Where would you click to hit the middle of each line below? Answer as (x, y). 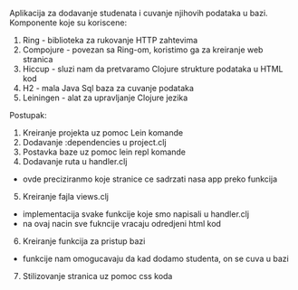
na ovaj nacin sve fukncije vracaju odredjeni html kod (122, 224)
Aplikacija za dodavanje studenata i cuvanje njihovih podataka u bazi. (139, 13)
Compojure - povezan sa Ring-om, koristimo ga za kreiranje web (143, 50)
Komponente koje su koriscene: (68, 23)
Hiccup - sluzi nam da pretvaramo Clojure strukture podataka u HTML (153, 69)
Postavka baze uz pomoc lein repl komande (104, 152)
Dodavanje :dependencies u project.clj (94, 142)
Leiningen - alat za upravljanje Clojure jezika (105, 98)
